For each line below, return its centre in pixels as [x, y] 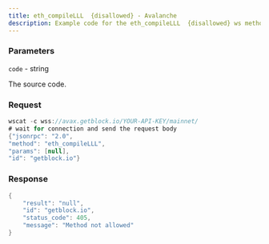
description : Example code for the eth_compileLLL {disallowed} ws [125, 23]
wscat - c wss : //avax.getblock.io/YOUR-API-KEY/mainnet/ [103, 122]
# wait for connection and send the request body [93, 129]
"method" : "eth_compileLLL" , [57, 144]
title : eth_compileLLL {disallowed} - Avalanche [93, 16]
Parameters [31, 51]
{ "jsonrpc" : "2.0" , [41, 136]
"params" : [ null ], [39, 151]
